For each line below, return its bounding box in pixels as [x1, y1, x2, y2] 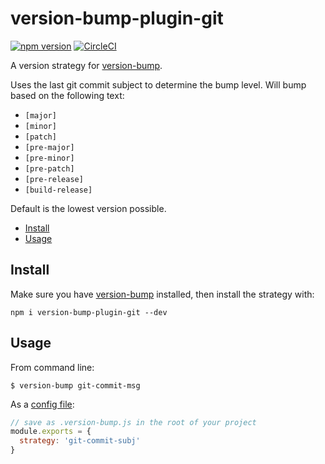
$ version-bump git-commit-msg [10, 380, 141, 391]
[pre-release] [24, 174, 84, 184]
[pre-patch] [24, 163, 75, 174]
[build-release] [24, 185, 93, 195]
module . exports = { [10, 427, 92, 437]
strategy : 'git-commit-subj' [19, 436, 141, 446]
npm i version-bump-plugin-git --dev [10, 307, 168, 317]
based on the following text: [10, 89, 125, 101]
